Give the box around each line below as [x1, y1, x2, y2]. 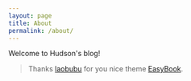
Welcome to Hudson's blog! [8, 49, 101, 59]
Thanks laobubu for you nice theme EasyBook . [27, 64, 184, 74]
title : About [8, 19, 52, 27]
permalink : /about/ [8, 26, 74, 34]
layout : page [8, 11, 52, 20]
